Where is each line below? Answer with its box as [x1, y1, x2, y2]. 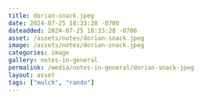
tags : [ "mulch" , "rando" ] [8, 78, 94, 86]
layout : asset [8, 71, 56, 79]
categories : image [8, 49, 69, 57]
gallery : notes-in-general [8, 57, 98, 65]
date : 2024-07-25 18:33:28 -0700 [8, 19, 120, 27]
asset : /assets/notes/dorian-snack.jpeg [8, 34, 145, 42]
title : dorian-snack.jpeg [8, 11, 94, 20]
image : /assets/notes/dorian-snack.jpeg [8, 42, 145, 49]
